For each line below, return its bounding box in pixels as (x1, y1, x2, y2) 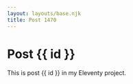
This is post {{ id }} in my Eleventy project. (7, 69, 127, 77)
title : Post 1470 (7, 17, 57, 23)
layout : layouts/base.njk (7, 10, 81, 17)
